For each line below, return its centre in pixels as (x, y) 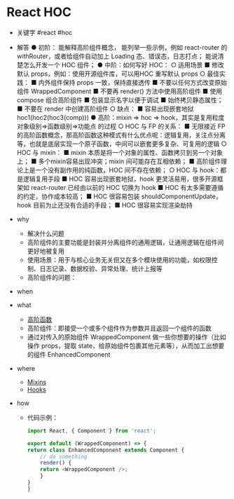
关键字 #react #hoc (44, 32)
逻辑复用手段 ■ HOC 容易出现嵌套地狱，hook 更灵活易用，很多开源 (120, 179)
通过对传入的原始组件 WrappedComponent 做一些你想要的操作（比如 (126, 336)
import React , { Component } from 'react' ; (92, 431)
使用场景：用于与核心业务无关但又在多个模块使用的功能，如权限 (119, 259)
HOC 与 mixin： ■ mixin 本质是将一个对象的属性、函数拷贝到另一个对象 (120, 152)
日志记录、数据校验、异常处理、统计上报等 (101, 268)
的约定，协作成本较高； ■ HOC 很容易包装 (78, 196)
